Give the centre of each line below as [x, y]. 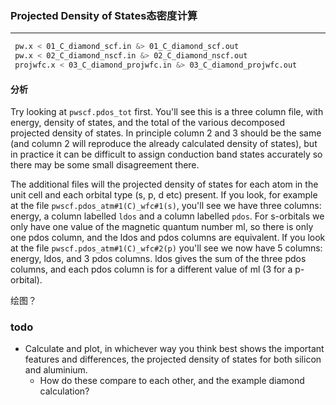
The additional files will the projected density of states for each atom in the [164, 184]
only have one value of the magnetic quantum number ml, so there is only [162, 227]
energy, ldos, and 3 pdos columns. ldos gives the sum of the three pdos [158, 259]
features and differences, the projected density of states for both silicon [173, 359]
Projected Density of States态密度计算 [104, 15]
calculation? [64, 391]
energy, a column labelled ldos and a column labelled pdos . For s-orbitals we [167, 216]
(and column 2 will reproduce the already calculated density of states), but [164, 144]
